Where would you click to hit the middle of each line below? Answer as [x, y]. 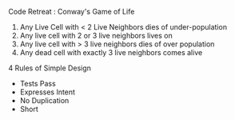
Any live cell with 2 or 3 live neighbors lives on [96, 36]
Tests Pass [38, 84]
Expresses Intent [48, 92]
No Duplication [44, 100]
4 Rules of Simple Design [50, 68]
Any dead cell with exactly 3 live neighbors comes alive [111, 52]
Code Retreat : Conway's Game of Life [72, 12]
